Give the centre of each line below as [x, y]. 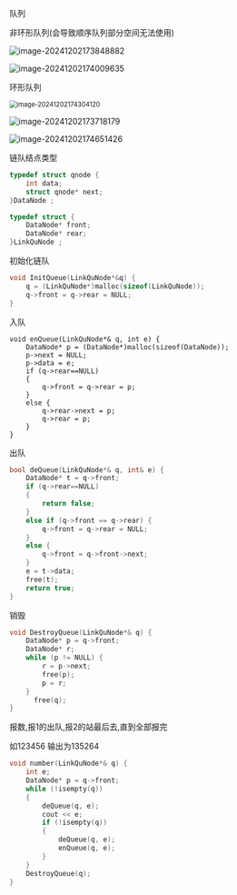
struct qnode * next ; [64, 192]
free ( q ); [50, 700]
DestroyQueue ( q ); [59, 873]
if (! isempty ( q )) [74, 823]
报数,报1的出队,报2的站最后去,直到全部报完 [89, 727]
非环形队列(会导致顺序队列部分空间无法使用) [92, 33]
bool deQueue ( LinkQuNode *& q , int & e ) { [87, 470]
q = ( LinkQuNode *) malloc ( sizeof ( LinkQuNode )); [115, 286]
